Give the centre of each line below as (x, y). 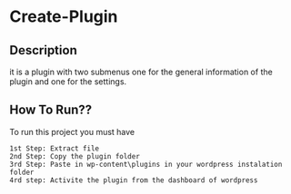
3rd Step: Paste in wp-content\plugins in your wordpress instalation (146, 164)
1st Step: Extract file (55, 148)
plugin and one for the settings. (68, 82)
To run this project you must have (72, 131)
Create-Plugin (64, 17)
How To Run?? (51, 110)
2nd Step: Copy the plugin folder (75, 156)
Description (43, 50)
